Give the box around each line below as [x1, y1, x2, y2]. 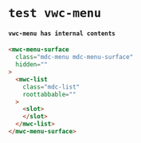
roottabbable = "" [22, 90, 77, 98]
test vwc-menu [8, 6, 102, 21]
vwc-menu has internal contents [8, 30, 116, 38]
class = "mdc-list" [22, 82, 80, 91]
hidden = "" [15, 61, 48, 69]
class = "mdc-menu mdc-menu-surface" [15, 54, 134, 62]
